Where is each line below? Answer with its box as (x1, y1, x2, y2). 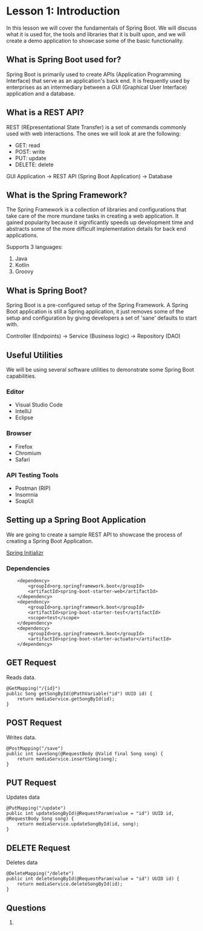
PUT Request (6, 778, 57, 788)
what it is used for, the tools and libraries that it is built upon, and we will (6, 30, 186, 37)
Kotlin (14, 262, 30, 269)
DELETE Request (6, 843, 71, 853)
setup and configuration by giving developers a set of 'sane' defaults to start (6, 314, 197, 321)
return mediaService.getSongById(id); (17, 696, 115, 702)
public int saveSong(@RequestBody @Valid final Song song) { (6, 750, 164, 756)
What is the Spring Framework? (6, 190, 128, 200)
